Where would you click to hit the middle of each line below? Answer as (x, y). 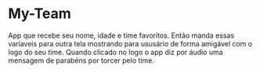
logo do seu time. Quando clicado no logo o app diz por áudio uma (116, 52)
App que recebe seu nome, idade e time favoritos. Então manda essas (121, 35)
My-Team (40, 14)
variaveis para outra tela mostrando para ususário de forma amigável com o (130, 43)
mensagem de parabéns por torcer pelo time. (81, 60)
